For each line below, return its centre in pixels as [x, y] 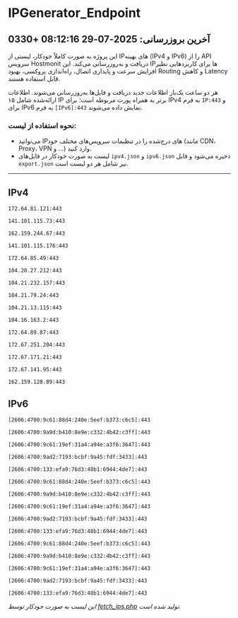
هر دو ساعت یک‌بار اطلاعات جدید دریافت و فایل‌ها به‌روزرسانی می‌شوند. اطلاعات [113, 92]
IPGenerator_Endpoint [75, 13]
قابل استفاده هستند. [34, 78]
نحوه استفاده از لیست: [42, 125]
